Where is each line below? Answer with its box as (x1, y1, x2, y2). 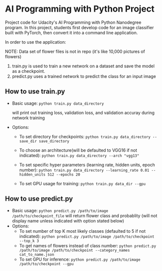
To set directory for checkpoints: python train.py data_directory (19, 133, 151, 139)
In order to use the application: (5, 39, 66, 45)
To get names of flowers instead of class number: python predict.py (19, 242, 156, 248)
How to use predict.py (5, 195, 74, 203)
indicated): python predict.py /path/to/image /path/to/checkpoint (19, 233, 155, 239)
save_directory (39, 139, 70, 143)
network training (12, 115, 45, 121)
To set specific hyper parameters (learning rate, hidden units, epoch (19, 161, 155, 168)
